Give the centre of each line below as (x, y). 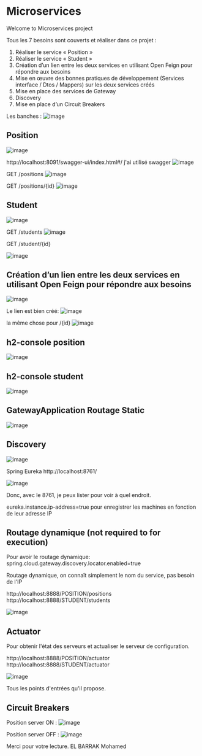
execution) (28, 542)
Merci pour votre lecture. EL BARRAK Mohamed (66, 746)
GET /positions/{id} (31, 186)
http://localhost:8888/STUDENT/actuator (58, 665)
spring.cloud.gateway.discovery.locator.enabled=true (74, 563)
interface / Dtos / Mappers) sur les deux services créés (85, 85)
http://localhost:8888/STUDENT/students (58, 600)
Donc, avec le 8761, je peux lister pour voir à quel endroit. (79, 495)
